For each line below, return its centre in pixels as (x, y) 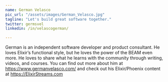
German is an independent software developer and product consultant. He (82, 47)
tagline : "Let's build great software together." (59, 19)
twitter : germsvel (24, 24)
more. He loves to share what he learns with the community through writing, (84, 58)
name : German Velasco (28, 10)
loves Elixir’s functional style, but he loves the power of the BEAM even (79, 53)
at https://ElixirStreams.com (34, 74)
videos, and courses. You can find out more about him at (64, 63)
